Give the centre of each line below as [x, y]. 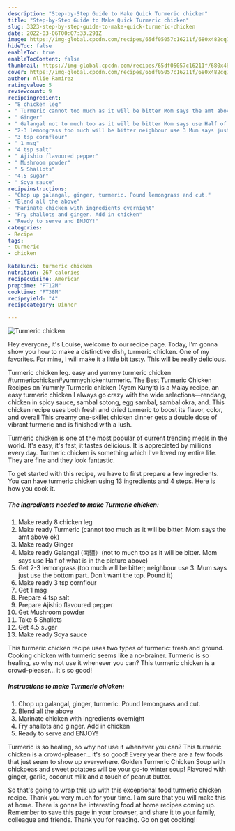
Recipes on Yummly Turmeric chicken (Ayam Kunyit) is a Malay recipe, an [113, 388]
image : [17, 40]
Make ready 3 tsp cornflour [57, 583]
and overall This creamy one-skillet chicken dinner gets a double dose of [113, 417]
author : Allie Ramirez [41, 78]
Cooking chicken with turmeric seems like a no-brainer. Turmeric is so [109, 655]
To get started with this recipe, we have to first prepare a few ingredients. [113, 474]
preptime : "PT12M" [35, 285]
